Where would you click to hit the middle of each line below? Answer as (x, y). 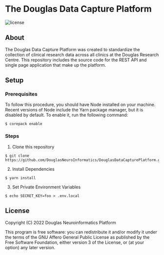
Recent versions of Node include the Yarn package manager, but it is (74, 110)
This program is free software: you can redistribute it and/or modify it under (81, 232)
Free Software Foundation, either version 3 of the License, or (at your (75, 242)
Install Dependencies (33, 169)
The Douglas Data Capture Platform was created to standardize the (72, 49)
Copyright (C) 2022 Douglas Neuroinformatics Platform (61, 222)
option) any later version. (30, 247)
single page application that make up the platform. (56, 65)
